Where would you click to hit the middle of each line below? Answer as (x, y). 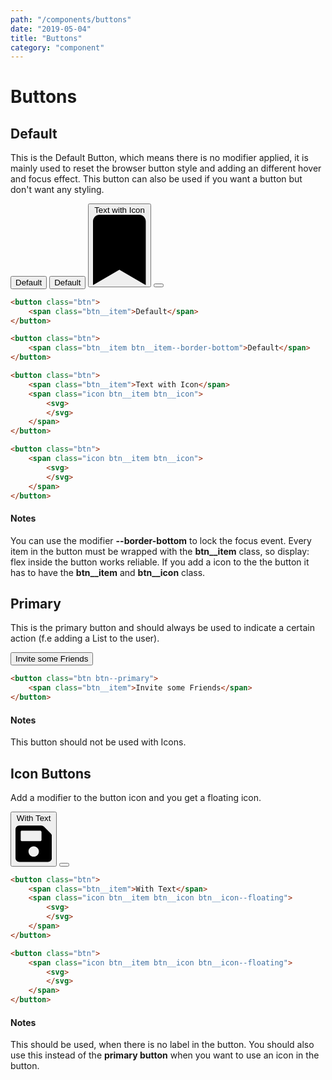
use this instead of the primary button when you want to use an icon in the (165, 1055)
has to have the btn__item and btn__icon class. (108, 572)
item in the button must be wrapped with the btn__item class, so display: (160, 551)
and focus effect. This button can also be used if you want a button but (156, 179)
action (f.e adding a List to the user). (85, 638)
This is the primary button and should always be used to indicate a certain (162, 628)
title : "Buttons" (46, 38)
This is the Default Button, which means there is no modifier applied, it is (159, 158)
